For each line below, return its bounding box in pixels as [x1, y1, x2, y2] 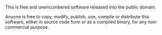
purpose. [30, 24, 49, 30]
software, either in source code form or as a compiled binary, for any [5, 19, 147, 25]
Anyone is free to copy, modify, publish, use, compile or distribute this [5, 14, 149, 19]
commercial [5, 24, 29, 30]
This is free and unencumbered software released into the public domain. [5, 4, 156, 10]
